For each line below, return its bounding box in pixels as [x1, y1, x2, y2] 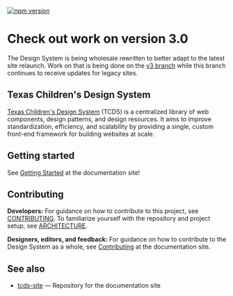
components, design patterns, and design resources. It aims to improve [7, 115, 212, 123]
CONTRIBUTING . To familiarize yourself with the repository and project [7, 215, 211, 223]
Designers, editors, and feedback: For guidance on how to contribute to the [7, 235, 227, 244]
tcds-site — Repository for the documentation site [17, 281, 161, 290]
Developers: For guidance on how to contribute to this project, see [7, 207, 199, 215]
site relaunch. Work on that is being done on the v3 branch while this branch [7, 61, 226, 70]
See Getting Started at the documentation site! [7, 168, 140, 177]
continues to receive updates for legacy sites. [7, 68, 138, 77]
